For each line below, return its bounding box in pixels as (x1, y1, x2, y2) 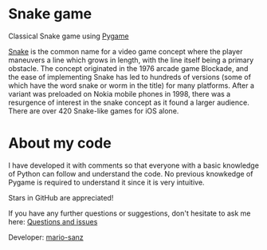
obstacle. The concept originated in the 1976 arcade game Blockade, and (8, 63, 249, 73)
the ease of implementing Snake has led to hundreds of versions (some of (8, 72, 251, 81)
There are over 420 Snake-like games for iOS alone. (8, 105, 179, 116)
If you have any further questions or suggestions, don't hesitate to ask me (8, 208, 251, 218)
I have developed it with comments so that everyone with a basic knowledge (8, 161, 259, 170)
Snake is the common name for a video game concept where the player (8, 46, 243, 56)
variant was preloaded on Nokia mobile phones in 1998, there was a (8, 89, 231, 98)
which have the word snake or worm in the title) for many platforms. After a (8, 81, 255, 90)
